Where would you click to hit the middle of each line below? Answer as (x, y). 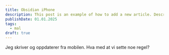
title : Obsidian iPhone (30, 10)
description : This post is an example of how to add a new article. (78, 14)
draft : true (18, 33)
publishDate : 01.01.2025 (31, 19)
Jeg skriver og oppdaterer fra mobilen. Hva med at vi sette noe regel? (77, 47)
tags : (11, 24)
